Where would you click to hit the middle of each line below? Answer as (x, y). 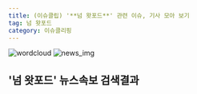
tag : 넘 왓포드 (30, 23)
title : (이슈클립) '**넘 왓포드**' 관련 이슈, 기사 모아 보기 (99, 16)
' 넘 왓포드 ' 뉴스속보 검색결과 (74, 80)
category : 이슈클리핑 (40, 30)
